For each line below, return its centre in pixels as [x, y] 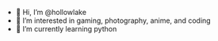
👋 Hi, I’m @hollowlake [51, 12]
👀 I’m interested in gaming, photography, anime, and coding [113, 20]
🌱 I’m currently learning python [66, 29]
